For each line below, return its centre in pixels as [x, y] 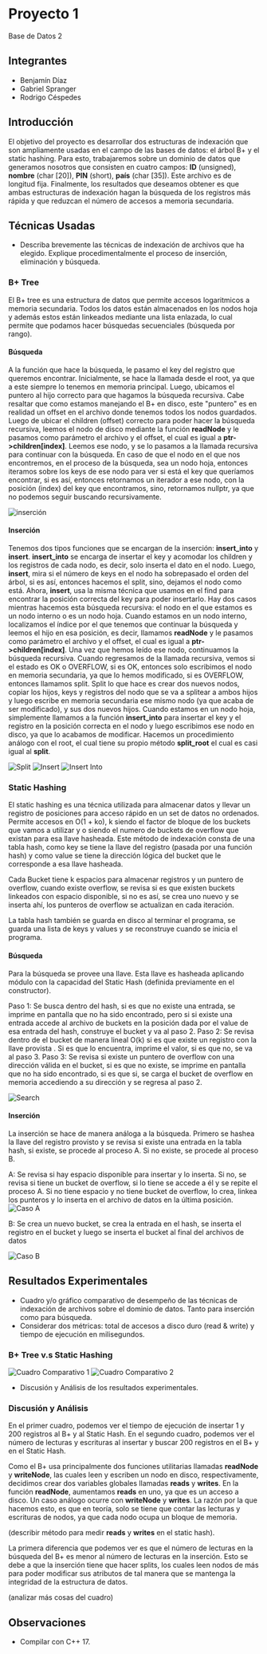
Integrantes [38, 61]
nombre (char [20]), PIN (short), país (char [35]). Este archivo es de [120, 175]
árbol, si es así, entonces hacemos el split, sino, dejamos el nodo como [125, 582]
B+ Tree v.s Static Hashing [61, 1354]
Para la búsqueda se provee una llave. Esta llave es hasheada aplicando [126, 973]
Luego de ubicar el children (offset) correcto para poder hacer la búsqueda [132, 420]
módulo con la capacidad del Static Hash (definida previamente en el [122, 982]
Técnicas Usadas [52, 225]
